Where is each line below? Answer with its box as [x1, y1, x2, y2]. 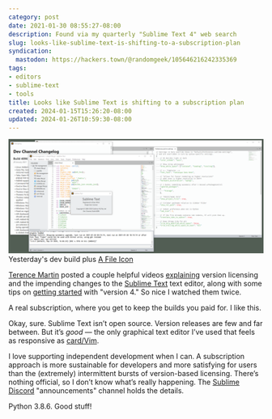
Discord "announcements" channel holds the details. [8, 385, 185, 396]
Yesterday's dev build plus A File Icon [8, 254, 134, 264]
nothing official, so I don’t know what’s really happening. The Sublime [8, 377, 240, 387]
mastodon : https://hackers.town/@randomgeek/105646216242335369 [15, 56, 237, 64]
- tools [8, 90, 35, 98]
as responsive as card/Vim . [8, 336, 100, 345]
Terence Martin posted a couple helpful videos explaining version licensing [8, 269, 259, 279]
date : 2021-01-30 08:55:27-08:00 [8, 21, 121, 30]
